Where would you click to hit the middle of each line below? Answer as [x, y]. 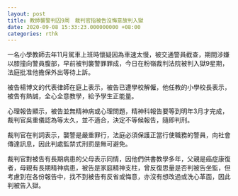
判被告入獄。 [26, 185]
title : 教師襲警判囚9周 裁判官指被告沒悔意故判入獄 [75, 21]
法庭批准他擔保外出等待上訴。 [51, 72]
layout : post [27, 14]
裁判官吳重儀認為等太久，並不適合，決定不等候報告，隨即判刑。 [100, 120]
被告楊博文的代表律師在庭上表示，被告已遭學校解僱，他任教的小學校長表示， [119, 87]
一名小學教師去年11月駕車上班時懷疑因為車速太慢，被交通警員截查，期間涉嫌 [119, 54]
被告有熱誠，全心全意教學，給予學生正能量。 [73, 96]
